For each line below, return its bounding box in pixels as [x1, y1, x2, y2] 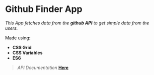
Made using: [5, 35, 31, 41]
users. [5, 25, 18, 31]
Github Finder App [5, 3, 83, 15]
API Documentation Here [17, 65, 69, 71]
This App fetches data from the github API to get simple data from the [5, 20, 150, 26]
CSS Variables [12, 50, 43, 56]
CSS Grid [12, 44, 32, 50]
